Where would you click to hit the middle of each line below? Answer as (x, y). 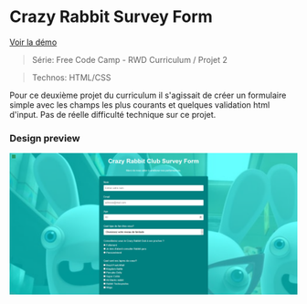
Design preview (45, 138)
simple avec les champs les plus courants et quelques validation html (140, 105)
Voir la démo (33, 42)
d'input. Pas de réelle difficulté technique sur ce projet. (113, 114)
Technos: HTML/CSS (71, 77)
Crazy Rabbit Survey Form (111, 17)
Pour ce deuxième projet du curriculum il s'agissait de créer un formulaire (148, 95)
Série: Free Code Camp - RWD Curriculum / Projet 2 (130, 59)
